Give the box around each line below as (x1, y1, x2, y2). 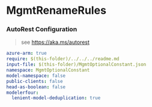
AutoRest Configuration (6, 25, 78, 34)
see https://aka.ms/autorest (20, 38, 90, 46)
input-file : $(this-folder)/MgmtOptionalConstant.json (6, 61, 147, 68)
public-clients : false (6, 78, 63, 84)
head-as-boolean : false (6, 84, 66, 90)
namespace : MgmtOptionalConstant (6, 67, 90, 73)
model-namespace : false (6, 73, 66, 79)
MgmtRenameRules (6, 4, 107, 17)
